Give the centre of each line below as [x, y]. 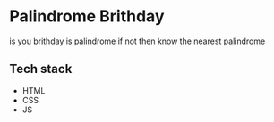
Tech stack [41, 69]
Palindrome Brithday [87, 16]
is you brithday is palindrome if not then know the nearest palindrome [137, 41]
